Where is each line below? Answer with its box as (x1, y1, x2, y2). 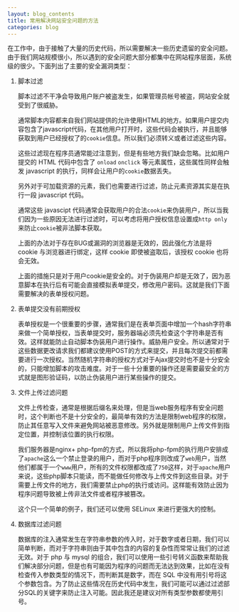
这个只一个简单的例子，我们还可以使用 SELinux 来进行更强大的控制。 (17, 505, 220, 513)
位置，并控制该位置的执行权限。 (23, 430, 118, 438)
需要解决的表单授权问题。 (17, 290, 93, 298)
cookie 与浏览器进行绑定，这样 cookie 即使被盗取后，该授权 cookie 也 (17, 248, 223, 256)
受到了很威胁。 (17, 101, 62, 110)
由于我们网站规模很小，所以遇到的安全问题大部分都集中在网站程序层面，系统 (7, 53, 232, 61)
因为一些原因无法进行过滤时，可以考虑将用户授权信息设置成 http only (23, 215, 228, 223)
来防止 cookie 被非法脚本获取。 (17, 223, 106, 232)
